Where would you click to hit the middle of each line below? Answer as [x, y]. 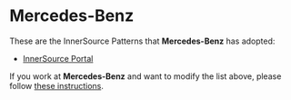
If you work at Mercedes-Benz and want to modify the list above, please [145, 76]
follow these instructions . [57, 85]
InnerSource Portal [58, 58]
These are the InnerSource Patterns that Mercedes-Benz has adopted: [142, 41]
